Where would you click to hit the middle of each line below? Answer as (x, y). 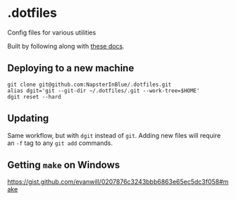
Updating (28, 119)
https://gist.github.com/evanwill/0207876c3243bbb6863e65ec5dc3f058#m (118, 182)
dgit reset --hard (34, 96)
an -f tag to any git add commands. (60, 143)
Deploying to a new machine (71, 68)
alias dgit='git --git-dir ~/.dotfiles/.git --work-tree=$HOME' (104, 90)
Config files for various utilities (52, 32)
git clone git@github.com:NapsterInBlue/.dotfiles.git (89, 85)
